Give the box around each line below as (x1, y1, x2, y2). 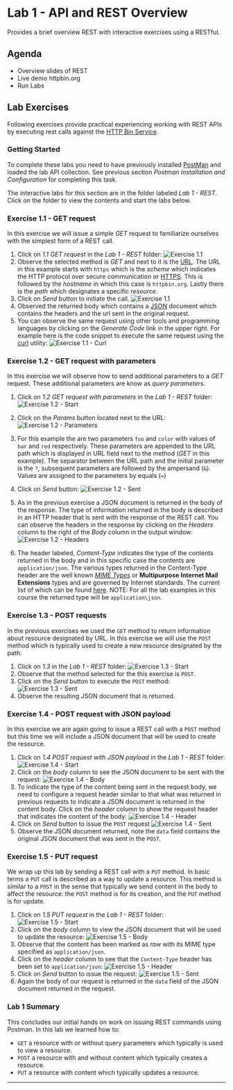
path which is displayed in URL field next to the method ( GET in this (17, 449, 210, 458)
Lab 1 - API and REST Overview (7, 5, 189, 21)
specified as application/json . (17, 947, 106, 956)
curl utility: (17, 339, 48, 347)
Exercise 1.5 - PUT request (7, 851, 98, 861)
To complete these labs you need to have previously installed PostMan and (7, 160, 221, 168)
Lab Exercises (7, 102, 69, 113)
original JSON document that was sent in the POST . (17, 835, 162, 843)
